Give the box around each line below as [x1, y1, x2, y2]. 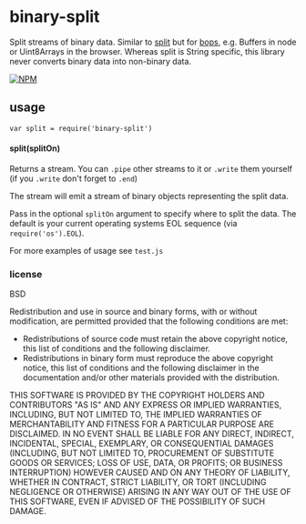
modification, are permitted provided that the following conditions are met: [9, 316, 289, 327]
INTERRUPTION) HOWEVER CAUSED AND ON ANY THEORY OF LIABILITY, [9, 467, 291, 479]
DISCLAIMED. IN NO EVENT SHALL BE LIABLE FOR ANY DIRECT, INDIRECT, [9, 428, 294, 439]
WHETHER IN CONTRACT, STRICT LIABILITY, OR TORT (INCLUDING [9, 477, 267, 488]
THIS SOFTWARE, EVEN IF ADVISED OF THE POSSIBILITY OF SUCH [9, 496, 266, 507]
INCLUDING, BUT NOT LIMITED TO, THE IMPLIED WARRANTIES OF [9, 409, 262, 420]
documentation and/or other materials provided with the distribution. [22, 372, 280, 383]
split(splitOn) [9, 143, 61, 154]
